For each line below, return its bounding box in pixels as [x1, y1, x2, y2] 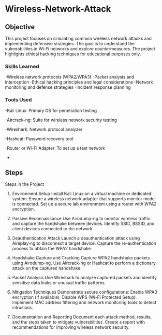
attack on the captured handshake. [12, 265, 82, 271]
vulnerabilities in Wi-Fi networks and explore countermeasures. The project [5, 46, 156, 51]
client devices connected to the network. [12, 226, 94, 232]
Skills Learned [5, 63, 40, 70]
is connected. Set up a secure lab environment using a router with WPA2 [12, 201, 157, 207]
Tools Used [5, 96, 32, 103]
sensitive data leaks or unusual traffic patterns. [12, 280, 106, 286]
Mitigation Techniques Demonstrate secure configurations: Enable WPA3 [12, 289, 157, 295]
